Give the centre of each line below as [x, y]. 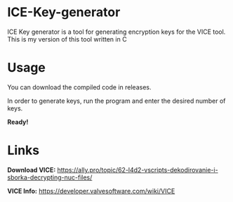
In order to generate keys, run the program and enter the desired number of [116, 101]
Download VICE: [32, 170]
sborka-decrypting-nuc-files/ [50, 177]
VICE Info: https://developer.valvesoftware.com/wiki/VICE [91, 191]
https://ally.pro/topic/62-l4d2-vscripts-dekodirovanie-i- [138, 170]
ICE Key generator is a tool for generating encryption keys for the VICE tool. [116, 32]
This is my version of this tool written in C [67, 39]
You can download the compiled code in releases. [80, 87]
